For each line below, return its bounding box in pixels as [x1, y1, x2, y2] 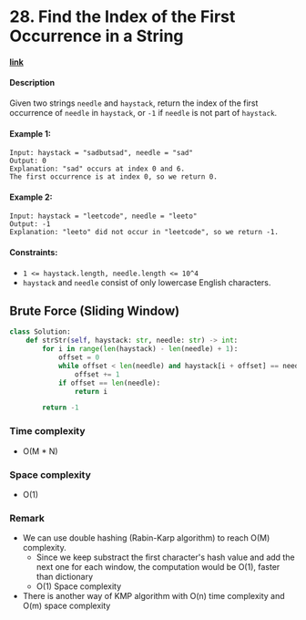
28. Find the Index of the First [9, 6, 236, 27]
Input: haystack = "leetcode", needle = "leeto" [9, 212, 198, 221]
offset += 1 [74, 369, 120, 379]
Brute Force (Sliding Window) [9, 303, 180, 318]
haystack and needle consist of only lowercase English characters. [22, 276, 271, 288]
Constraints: [9, 246, 58, 257]
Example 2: [9, 191, 53, 202]
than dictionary [36, 572, 94, 583]
